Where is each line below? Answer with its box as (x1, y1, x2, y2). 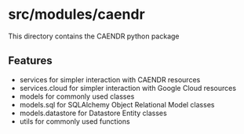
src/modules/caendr (8, 5, 145, 24)
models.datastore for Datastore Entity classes (19, 108, 167, 118)
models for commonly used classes (19, 92, 135, 101)
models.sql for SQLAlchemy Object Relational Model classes (19, 100, 215, 109)
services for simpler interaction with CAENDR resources (19, 74, 201, 84)
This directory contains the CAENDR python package (8, 31, 180, 41)
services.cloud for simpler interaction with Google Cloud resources (19, 83, 237, 92)
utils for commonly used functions (19, 116, 131, 126)
